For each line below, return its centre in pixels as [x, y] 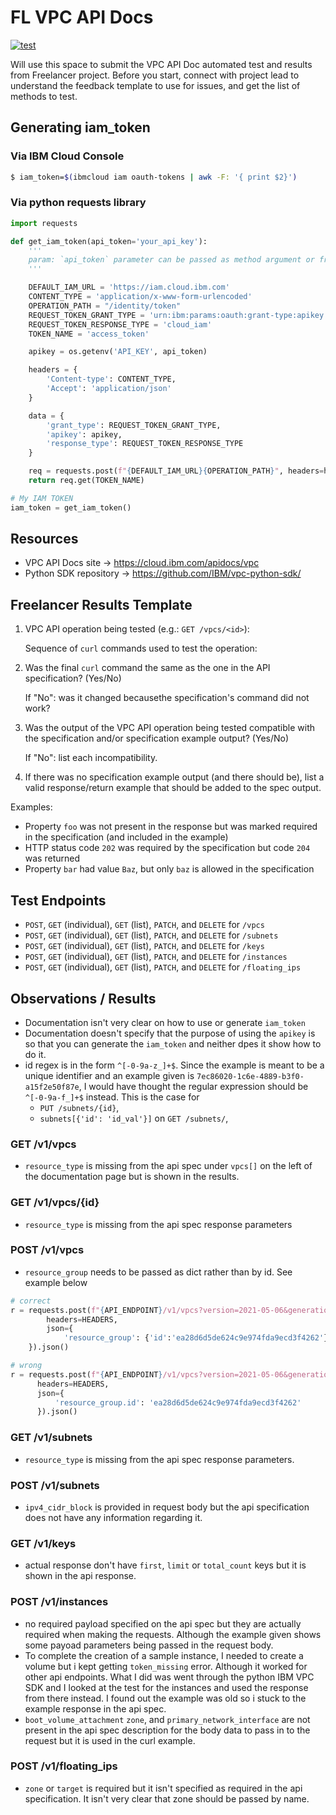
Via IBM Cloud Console [67, 156]
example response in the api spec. [95, 1708]
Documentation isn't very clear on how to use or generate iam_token [165, 1022]
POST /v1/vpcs [47, 1250]
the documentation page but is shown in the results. [132, 1177]
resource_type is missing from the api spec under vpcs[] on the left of [168, 1166]
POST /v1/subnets [55, 1485]
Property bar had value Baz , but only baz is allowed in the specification [169, 869]
